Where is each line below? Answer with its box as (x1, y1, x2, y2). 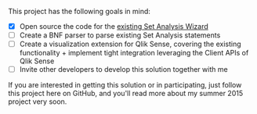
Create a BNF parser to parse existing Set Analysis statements (19, 30, 221, 40)
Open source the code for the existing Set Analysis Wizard (19, 22, 209, 30)
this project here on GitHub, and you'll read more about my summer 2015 (8, 89, 244, 98)
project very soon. (8, 97, 67, 106)
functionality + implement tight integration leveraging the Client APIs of (19, 48, 249, 58)
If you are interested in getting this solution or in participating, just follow (8, 80, 242, 90)
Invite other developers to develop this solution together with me (19, 65, 229, 74)
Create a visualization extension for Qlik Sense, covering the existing (19, 39, 241, 49)
